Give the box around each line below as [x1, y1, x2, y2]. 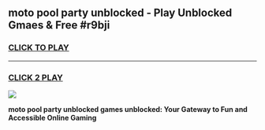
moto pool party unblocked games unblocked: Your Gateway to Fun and [8, 104, 248, 113]
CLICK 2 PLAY [8, 72, 63, 83]
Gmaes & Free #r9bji [8, 19, 110, 32]
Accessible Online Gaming [8, 113, 97, 122]
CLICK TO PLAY [8, 43, 69, 54]
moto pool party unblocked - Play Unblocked [8, 6, 233, 20]
